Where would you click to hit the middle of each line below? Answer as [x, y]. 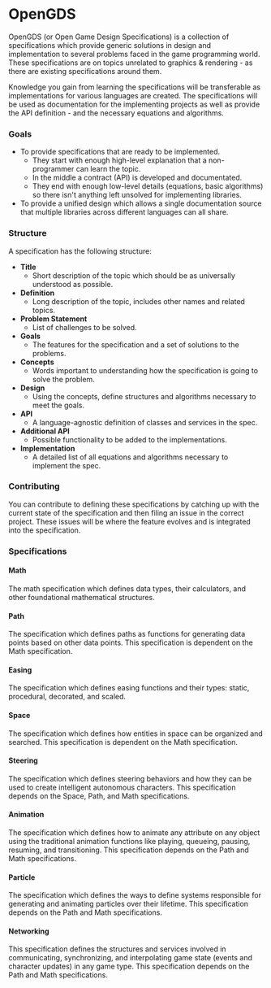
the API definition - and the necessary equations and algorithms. [116, 113]
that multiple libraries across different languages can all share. [124, 212]
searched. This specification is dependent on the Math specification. [123, 742]
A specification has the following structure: [80, 251]
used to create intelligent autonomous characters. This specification [122, 787]
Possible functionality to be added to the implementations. [129, 439]
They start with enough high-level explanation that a [119, 160]
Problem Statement [54, 319]
